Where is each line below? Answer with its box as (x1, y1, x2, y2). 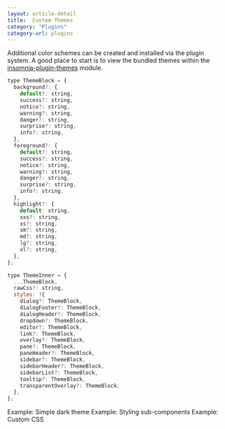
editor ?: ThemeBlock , (20, 323, 82, 330)
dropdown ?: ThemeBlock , (20, 317, 89, 324)
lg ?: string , (20, 240, 58, 247)
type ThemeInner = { (7, 272, 68, 279)
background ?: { (13, 84, 58, 91)
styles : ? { (13, 291, 45, 298)
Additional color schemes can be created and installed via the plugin (7, 49, 205, 57)
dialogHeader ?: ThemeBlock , (20, 310, 101, 318)
